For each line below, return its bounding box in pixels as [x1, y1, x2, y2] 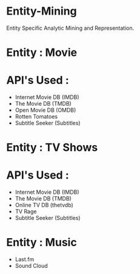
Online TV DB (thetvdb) [15, 202, 74, 209]
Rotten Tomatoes [15, 113, 58, 120]
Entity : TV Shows [6, 141, 98, 154]
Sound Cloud [15, 262, 48, 270]
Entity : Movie [6, 46, 78, 60]
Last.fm [15, 256, 35, 263]
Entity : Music [6, 236, 77, 250]
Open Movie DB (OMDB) [15, 106, 76, 114]
